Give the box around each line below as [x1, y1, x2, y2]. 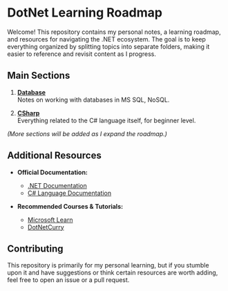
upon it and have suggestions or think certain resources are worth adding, [7, 268, 218, 277]
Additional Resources [7, 150, 102, 162]
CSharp [17, 109, 40, 117]
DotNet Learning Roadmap [7, 5, 162, 21]
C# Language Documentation [27, 189, 112, 197]
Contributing [7, 243, 64, 254]
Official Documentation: [17, 168, 88, 176]
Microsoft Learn [27, 216, 73, 224]
